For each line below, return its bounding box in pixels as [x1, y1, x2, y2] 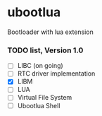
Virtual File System [17, 93, 72, 102]
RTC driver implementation [17, 69, 96, 78]
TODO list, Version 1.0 [7, 45, 84, 55]
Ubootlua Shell [17, 101, 60, 110]
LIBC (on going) [17, 62, 63, 70]
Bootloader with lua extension [7, 28, 94, 36]
